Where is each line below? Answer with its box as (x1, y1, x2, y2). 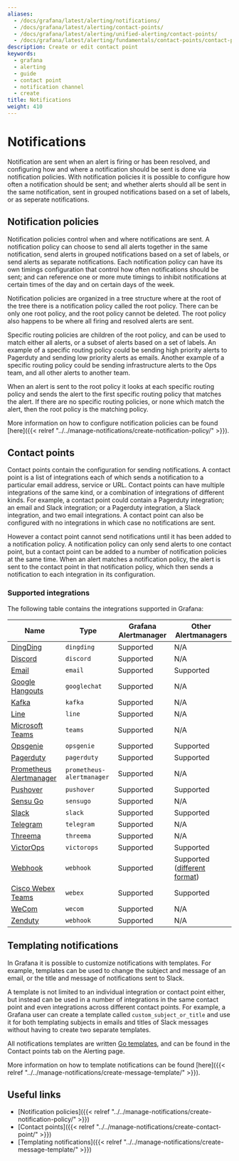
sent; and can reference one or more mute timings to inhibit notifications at (7, 272, 227, 281)
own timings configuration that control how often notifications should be (7, 265, 219, 274)
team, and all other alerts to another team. (7, 368, 130, 377)
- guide (14, 70, 37, 77)
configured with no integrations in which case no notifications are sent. (7, 519, 216, 527)
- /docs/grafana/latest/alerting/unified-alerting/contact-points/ (14, 30, 218, 38)
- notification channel (14, 83, 84, 90)
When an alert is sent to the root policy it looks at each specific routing (7, 382, 215, 390)
